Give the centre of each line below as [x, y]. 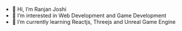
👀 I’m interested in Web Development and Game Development [89, 15]
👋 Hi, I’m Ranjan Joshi [39, 9]
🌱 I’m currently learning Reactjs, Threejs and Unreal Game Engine [94, 22]
